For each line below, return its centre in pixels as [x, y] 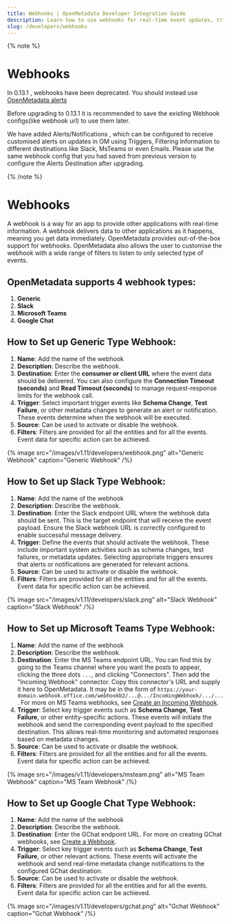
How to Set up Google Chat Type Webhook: [101, 803]
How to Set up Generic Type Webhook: [92, 342]
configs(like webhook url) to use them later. [69, 121]
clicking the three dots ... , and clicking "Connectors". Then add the [113, 674]
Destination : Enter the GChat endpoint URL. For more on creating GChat [119, 834]
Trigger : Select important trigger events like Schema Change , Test [112, 402]
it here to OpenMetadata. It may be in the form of [86, 689]
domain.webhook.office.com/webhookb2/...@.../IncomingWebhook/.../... [120, 696]
